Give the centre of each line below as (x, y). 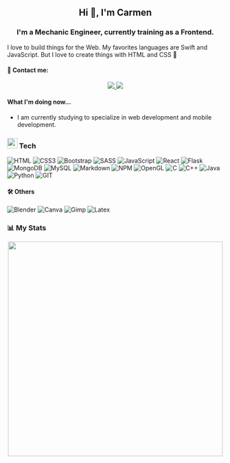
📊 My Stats (27, 227)
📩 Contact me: (28, 70)
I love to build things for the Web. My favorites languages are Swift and (107, 47)
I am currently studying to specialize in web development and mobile (114, 117)
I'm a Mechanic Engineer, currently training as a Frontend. (115, 32)
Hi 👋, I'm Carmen (115, 13)
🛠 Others (21, 191)
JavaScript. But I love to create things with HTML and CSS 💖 (92, 54)
